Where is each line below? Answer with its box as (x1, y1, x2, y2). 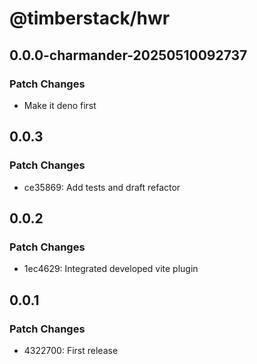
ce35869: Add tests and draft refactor (23, 181, 181, 193)
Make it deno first (23, 99, 97, 111)
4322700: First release (23, 344, 119, 356)
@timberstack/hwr (9, 7, 171, 30)
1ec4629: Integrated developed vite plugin (23, 263, 199, 275)
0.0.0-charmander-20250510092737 (9, 47, 248, 64)
